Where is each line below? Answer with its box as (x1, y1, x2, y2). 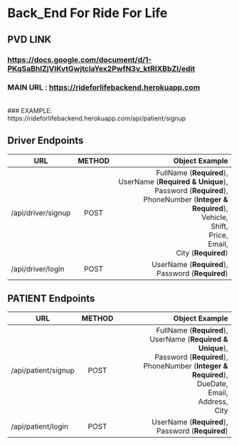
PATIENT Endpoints (7, 293, 95, 304)
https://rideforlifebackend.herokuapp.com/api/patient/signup (7, 114, 186, 122)
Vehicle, (201, 212, 228, 222)
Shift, (211, 221, 228, 231)
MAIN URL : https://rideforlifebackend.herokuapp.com (7, 83, 201, 93)
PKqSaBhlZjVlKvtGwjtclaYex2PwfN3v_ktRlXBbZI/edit (7, 63, 196, 73)
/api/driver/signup (11, 208, 71, 218)
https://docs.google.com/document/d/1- (7, 55, 152, 65)
